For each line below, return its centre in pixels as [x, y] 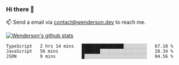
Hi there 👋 [20, 9]
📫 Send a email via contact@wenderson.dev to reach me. [76, 22]
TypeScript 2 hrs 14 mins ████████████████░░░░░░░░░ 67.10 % [90, 46]
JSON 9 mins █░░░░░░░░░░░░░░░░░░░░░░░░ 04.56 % [90, 57]
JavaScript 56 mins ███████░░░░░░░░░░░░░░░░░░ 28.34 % [90, 52]
